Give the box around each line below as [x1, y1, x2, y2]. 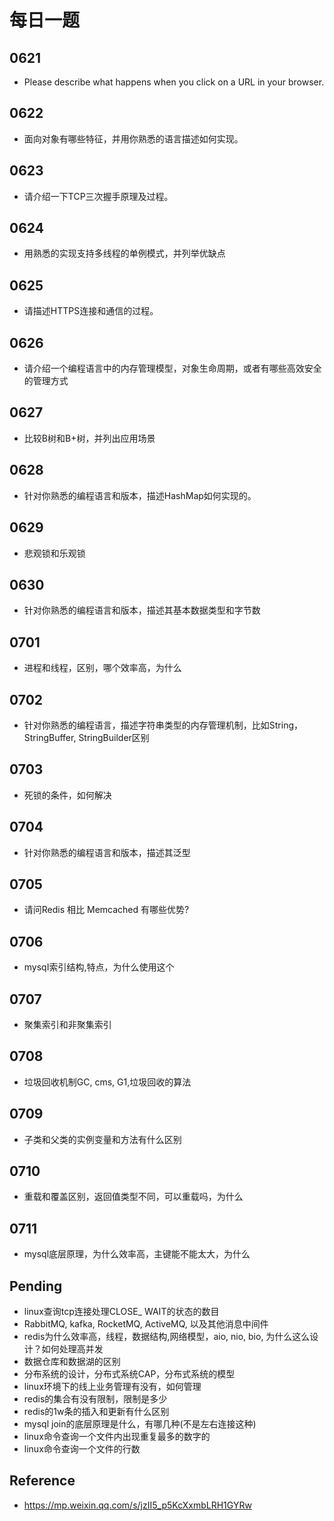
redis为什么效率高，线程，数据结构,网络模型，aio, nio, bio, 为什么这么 [23, 1331, 311, 1343]
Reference [9, 1472, 76, 1490]
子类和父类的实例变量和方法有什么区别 [23, 1133, 182, 1145]
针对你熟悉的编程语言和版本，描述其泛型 [23, 846, 191, 858]
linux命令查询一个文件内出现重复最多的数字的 [23, 1431, 211, 1443]
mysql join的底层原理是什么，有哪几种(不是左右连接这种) [23, 1418, 257, 1430]
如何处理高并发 [41, 1343, 104, 1355]
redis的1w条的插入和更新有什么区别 [23, 1406, 170, 1418]
